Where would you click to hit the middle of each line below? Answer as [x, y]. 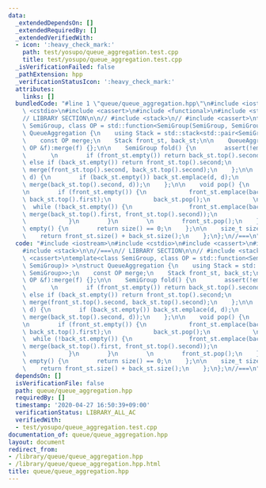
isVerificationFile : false [60, 383]
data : [17, 15]
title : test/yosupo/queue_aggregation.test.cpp [102, 60]
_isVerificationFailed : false [65, 67]
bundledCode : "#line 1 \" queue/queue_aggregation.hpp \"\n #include [127, 104]
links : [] [39, 96]
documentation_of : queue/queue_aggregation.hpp [88, 435]
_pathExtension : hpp [49, 74]
